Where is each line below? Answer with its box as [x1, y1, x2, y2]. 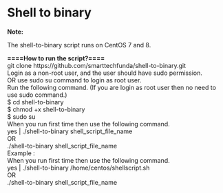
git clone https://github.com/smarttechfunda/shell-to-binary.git [7, 61, 187, 69]
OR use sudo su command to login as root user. [7, 76, 142, 84]
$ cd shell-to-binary [7, 98, 64, 106]
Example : [7, 149, 36, 157]
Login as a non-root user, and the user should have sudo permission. [7, 69, 203, 77]
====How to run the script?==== [7, 54, 105, 63]
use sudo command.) [7, 91, 67, 99]
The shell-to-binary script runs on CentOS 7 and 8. [7, 41, 151, 49]
